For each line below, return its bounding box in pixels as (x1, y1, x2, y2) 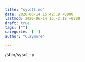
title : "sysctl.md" (5, 7, 45, 12)
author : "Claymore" (5, 34, 45, 39)
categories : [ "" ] (5, 30, 41, 34)
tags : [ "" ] (5, 25, 28, 30)
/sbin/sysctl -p (5, 51, 35, 57)
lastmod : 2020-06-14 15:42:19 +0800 (5, 16, 80, 21)
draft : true (5, 20, 29, 26)
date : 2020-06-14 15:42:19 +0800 (5, 12, 74, 16)
